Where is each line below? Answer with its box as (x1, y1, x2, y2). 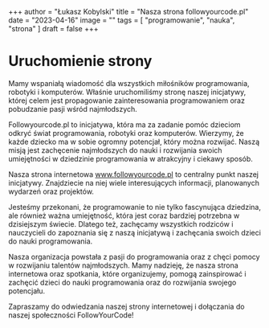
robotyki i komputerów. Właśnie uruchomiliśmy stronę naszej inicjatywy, (8, 87, 247, 96)
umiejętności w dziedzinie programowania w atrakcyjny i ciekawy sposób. (8, 154, 253, 163)
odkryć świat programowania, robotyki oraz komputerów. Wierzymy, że (8, 128, 244, 137)
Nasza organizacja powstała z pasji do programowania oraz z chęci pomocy (8, 252, 260, 261)
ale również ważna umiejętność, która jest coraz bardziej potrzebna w (8, 211, 240, 220)
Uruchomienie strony (8, 52, 153, 71)
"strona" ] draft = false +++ (8, 24, 99, 33)
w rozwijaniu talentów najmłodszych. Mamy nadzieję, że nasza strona (8, 260, 238, 270)
